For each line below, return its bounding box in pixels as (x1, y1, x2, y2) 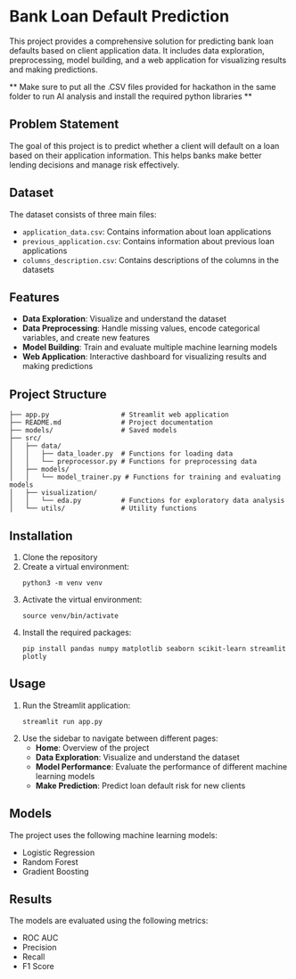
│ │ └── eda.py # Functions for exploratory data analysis (9, 497, 285, 506)
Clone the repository (21, 552, 98, 563)
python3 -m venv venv (21, 579, 103, 588)
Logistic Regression (21, 847, 95, 858)
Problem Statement (9, 117, 119, 132)
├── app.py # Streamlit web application (9, 410, 229, 420)
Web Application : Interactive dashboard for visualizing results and (21, 351, 267, 362)
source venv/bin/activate (21, 612, 119, 621)
